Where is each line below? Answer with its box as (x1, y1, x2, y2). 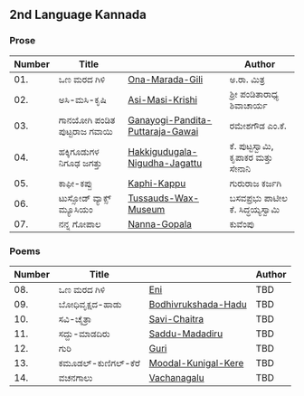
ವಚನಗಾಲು (58, 371, 93, 383)
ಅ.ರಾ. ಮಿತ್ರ (229, 72, 265, 85)
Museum (128, 203, 166, 215)
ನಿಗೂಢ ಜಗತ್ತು (58, 156, 102, 169)
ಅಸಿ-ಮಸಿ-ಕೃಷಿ (58, 93, 107, 106)
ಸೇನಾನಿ (229, 162, 252, 174)
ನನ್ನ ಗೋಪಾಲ (58, 217, 101, 230)
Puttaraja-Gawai (128, 125, 199, 137)
